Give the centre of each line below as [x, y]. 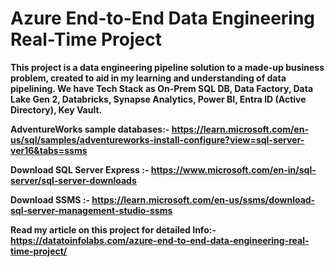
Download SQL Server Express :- [80, 169]
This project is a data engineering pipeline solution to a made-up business [167, 67]
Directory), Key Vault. [56, 109]
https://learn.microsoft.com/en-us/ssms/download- [203, 199]
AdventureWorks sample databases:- [90, 129]
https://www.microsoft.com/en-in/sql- [233, 169]
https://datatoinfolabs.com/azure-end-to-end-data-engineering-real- [160, 240]
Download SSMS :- [50, 199]
